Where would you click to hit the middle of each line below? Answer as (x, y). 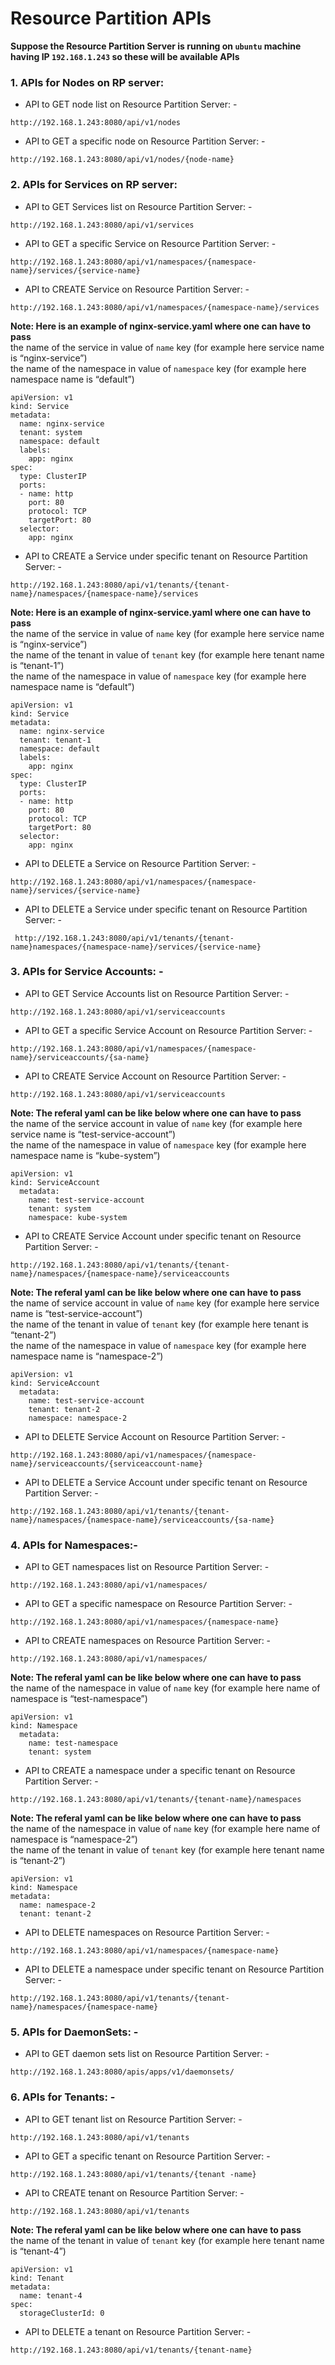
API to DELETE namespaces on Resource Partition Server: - (147, 1933)
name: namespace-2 (58, 1905)
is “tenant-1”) (37, 665)
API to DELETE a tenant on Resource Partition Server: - (138, 2331)
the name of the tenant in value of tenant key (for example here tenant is (159, 1324)
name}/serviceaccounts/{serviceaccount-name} (106, 1463)
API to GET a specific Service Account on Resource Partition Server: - (168, 1030)
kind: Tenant (37, 2278)
